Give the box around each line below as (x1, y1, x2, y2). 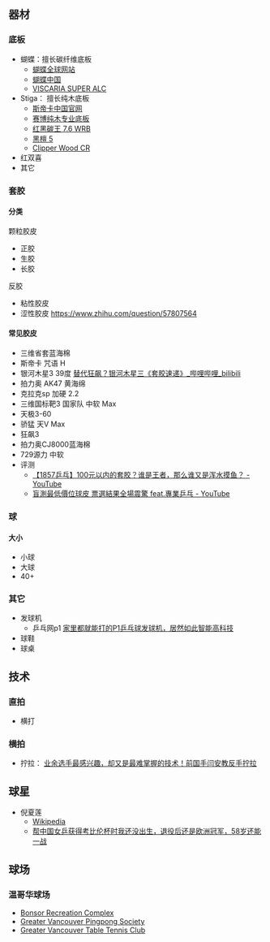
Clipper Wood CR (32, 143, 91, 153)
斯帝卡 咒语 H (19, 358, 66, 368)
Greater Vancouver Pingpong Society (19, 916, 145, 926)
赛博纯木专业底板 (32, 113, 90, 123)
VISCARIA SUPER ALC (32, 84, 107, 93)
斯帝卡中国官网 (32, 103, 83, 113)
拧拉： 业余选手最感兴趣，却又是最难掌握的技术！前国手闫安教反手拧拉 (19, 758, 257, 768)
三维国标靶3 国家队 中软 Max (19, 399, 117, 408)
